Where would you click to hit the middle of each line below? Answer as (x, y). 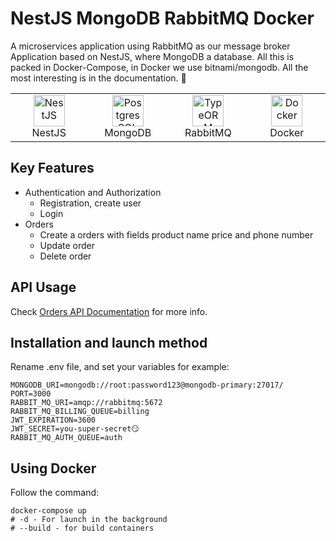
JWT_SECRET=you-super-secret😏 (75, 429)
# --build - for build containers (82, 528)
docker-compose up (48, 511)
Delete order (65, 256)
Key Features (52, 168)
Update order (67, 245)
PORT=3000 (31, 394)
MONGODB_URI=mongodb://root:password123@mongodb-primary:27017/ (147, 385)
